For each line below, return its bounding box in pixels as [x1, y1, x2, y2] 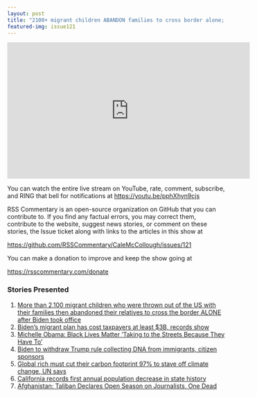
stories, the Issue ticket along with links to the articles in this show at [7, 227, 203, 236]
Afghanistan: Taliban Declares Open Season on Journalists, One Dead [17, 382, 217, 390]
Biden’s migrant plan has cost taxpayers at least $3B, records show [17, 323, 210, 331]
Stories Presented [7, 285, 69, 294]
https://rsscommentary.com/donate [7, 267, 109, 276]
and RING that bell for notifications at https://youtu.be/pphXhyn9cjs [7, 192, 200, 200]
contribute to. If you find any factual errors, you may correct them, [7, 213, 196, 221]
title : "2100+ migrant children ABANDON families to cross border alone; [7, 17, 225, 24]
